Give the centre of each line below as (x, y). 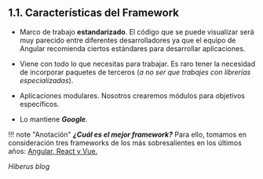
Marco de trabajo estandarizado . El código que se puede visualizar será (137, 31)
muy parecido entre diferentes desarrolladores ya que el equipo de (128, 40)
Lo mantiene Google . (53, 119)
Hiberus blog (29, 166)
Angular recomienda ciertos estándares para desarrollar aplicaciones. (132, 48)
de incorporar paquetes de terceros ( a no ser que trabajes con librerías (135, 72)
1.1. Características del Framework (93, 13)
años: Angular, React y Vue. (53, 151)
